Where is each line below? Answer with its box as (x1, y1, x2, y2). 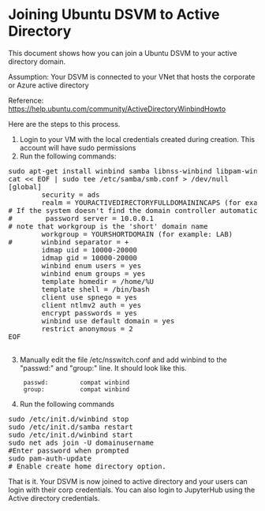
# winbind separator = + (8, 237, 129, 246)
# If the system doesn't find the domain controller (8, 206, 217, 214)
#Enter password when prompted (8, 446, 129, 455)
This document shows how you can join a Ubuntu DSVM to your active (8, 48, 237, 58)
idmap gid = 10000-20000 (41, 253, 138, 262)
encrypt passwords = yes (41, 308, 138, 317)
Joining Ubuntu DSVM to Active (8, 6, 220, 24)
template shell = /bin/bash (41, 285, 150, 293)
